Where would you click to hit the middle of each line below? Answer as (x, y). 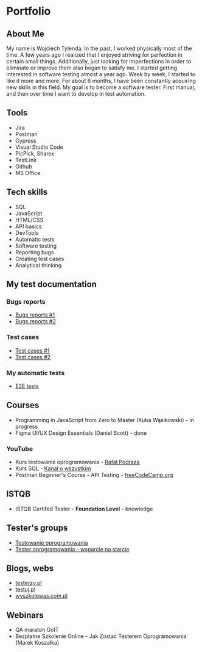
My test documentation (52, 285)
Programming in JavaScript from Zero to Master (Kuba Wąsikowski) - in (105, 420)
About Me (25, 34)
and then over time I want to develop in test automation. (76, 94)
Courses (23, 405)
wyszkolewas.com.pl (41, 596)
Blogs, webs (30, 568)
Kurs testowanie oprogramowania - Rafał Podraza (77, 462)
